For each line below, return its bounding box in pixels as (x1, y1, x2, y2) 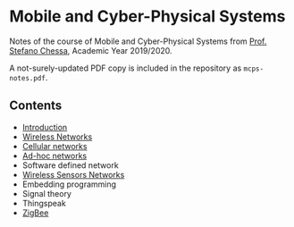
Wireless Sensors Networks (21, 169, 125, 180)
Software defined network (21, 159, 119, 171)
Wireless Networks (21, 131, 93, 142)
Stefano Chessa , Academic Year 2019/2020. (9, 45, 172, 55)
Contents (9, 98, 63, 113)
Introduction (21, 122, 68, 132)
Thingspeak (21, 198, 67, 208)
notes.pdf (9, 73, 46, 82)
